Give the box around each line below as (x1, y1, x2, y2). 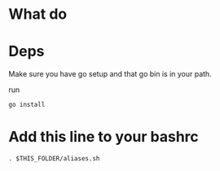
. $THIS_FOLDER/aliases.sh (8, 155, 100, 163)
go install (8, 101, 46, 109)
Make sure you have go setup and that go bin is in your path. (8, 69, 212, 79)
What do (8, 5, 68, 24)
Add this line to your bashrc (8, 128, 200, 147)
